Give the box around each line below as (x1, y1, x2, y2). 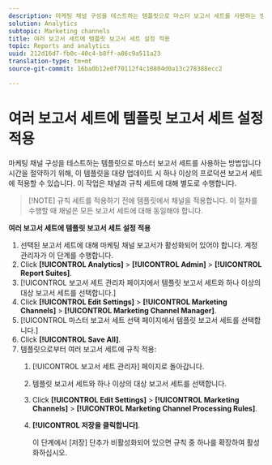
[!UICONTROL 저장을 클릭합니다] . (32, 420, 140, 430)
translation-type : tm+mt (8, 58, 92, 66)
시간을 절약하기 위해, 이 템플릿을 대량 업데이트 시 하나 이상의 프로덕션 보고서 (8, 168, 249, 178)
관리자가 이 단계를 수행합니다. (19, 250, 114, 260)
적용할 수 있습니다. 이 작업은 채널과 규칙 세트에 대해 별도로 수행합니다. (16, 178, 237, 187)
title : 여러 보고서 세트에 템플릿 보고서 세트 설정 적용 (8, 34, 171, 43)
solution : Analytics (8, 19, 79, 28)
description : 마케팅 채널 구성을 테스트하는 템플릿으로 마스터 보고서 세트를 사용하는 (8, 11, 257, 20)
